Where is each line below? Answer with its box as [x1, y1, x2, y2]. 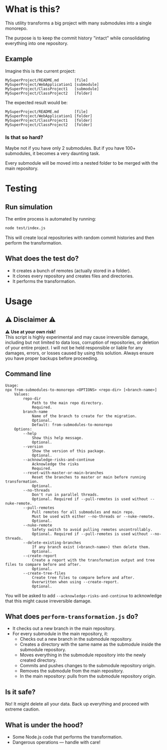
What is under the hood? [5, 721, 83, 729]
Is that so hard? [5, 134, 43, 141]
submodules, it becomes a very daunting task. [5, 151, 100, 157]
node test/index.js [5, 226, 46, 231]
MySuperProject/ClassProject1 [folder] [5, 118, 93, 123]
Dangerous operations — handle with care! [12, 739, 101, 745]
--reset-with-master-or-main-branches [23, 470, 104, 475]
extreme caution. [5, 706, 40, 712]
